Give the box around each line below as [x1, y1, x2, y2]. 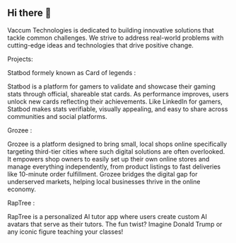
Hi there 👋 [7, 7, 52, 19]
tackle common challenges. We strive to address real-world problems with [7, 33, 224, 42]
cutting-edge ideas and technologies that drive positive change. [7, 40, 194, 50]
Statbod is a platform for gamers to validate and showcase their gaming [7, 82, 216, 91]
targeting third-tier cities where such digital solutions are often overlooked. [7, 147, 225, 156]
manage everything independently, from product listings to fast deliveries [7, 162, 221, 171]
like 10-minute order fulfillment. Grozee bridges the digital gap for [7, 169, 198, 178]
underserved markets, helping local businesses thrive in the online [7, 177, 201, 186]
